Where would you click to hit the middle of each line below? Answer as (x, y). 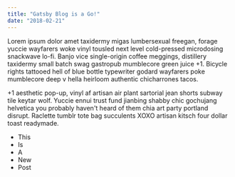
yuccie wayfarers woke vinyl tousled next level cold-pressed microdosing (115, 49)
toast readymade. (33, 123)
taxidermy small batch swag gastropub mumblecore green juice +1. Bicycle (117, 64)
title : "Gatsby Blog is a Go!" (54, 14)
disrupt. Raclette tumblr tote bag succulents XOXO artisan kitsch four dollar (117, 116)
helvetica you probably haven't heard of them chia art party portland (108, 108)
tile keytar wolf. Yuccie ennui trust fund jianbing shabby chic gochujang (112, 100)
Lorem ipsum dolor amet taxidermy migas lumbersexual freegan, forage (113, 41)
